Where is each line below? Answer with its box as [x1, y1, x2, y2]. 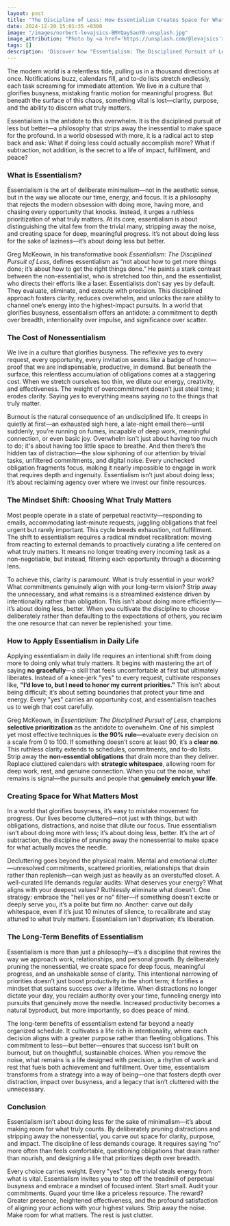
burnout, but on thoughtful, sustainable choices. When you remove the [7, 1048, 207, 1057]
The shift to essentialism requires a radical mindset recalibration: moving [7, 533, 212, 541]
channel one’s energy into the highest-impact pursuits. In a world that [7, 301, 203, 309]
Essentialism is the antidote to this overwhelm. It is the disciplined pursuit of [7, 117, 221, 125]
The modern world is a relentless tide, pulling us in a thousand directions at [7, 67, 219, 75]
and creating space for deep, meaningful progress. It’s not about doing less [7, 230, 220, 238]
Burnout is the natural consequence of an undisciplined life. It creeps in [7, 413, 209, 421]
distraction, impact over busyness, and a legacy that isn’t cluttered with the [7, 1077, 219, 1085]
